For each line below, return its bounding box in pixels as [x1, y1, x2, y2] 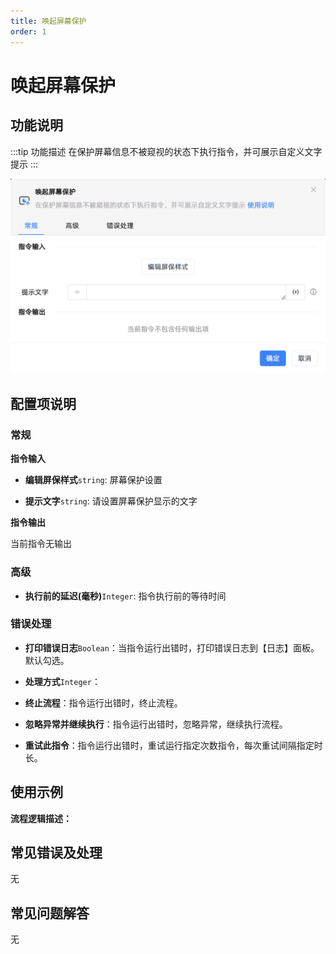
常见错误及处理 [10, 845, 103, 862]
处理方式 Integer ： [24, 675, 101, 687]
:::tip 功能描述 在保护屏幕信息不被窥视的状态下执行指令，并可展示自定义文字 [10, 145, 323, 157]
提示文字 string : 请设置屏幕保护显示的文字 [24, 495, 198, 507]
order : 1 [10, 26, 47, 37]
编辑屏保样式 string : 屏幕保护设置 [24, 474, 163, 486]
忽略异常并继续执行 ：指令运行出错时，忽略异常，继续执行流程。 [24, 718, 288, 730]
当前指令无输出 [10, 538, 72, 550]
